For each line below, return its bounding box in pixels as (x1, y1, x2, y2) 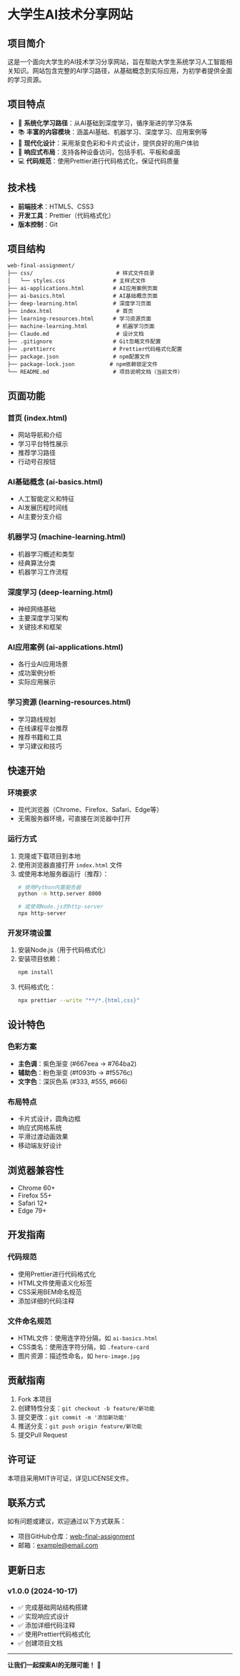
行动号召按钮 (17, 457, 56, 466)
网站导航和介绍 (17, 430, 62, 440)
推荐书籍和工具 (17, 733, 62, 741)
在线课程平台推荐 (17, 723, 69, 733)
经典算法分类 (17, 558, 56, 567)
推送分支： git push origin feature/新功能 (17, 1422, 143, 1430)
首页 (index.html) (7, 412, 68, 422)
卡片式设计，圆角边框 (17, 1114, 81, 1123)
